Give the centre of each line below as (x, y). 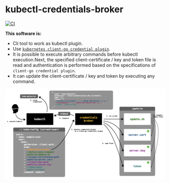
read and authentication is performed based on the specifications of (84, 65)
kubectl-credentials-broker (64, 9)
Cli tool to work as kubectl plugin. (48, 43)
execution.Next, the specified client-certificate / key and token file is (84, 59)
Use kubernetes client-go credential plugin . (61, 49)
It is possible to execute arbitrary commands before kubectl (75, 54)
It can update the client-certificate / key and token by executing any (84, 76)
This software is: (23, 33)
